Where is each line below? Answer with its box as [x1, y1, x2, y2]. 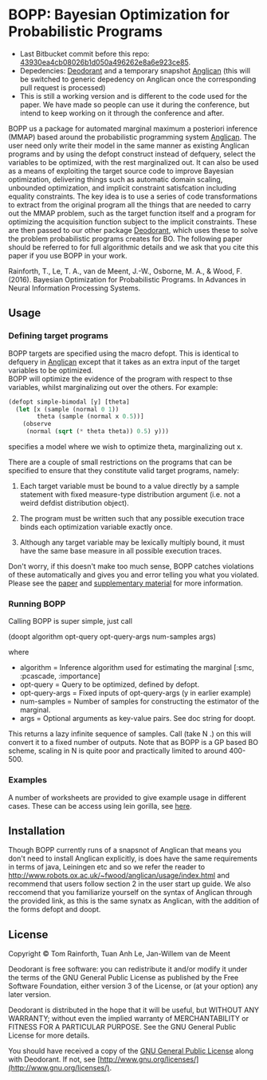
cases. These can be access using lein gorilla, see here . [8, 801, 193, 810]
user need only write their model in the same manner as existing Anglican [8, 140, 249, 150]
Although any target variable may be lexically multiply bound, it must [19, 538, 245, 547]
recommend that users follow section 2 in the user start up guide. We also [8, 879, 251, 889]
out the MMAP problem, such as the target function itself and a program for [8, 208, 257, 218]
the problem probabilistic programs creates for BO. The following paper [8, 234, 243, 243]
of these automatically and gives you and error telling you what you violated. [8, 570, 259, 579]
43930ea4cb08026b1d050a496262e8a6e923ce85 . [19, 57, 191, 67]
